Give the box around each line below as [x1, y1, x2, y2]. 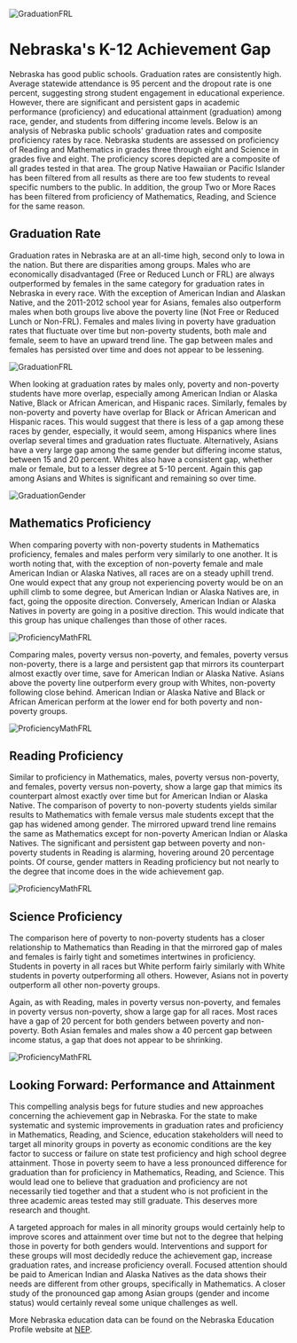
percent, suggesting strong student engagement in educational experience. [9, 87, 285, 98]
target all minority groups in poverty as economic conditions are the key [9, 1139, 272, 1149]
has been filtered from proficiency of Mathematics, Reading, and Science [9, 191, 277, 201]
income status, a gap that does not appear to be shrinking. [9, 1034, 223, 1046]
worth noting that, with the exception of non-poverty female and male [9, 558, 264, 569]
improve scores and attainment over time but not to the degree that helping [9, 1231, 284, 1242]
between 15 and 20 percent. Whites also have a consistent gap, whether [9, 453, 273, 465]
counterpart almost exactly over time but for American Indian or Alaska [9, 790, 269, 802]
